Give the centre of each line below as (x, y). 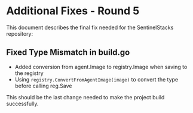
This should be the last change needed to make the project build (85, 97)
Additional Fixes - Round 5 (73, 11)
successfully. (22, 103)
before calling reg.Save (44, 86)
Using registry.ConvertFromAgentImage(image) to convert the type (96, 79)
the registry (29, 73)
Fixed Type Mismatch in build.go (68, 53)
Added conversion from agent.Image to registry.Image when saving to (101, 67)
